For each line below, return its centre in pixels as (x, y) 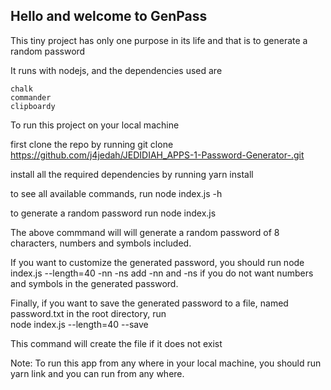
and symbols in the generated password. (94, 283)
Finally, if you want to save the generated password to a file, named (149, 303)
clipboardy (33, 106)
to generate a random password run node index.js (113, 213)
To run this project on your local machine (95, 125)
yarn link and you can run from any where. (97, 373)
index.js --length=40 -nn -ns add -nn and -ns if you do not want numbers (162, 273)
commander (31, 97)
